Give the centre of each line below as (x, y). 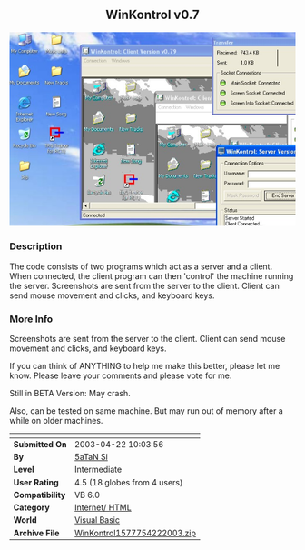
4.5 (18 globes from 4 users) (128, 482)
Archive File (36, 533)
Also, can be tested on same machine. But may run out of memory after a (146, 411)
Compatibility (39, 495)
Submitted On (40, 444)
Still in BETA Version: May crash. (70, 394)
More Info (31, 319)
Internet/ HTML (103, 507)
